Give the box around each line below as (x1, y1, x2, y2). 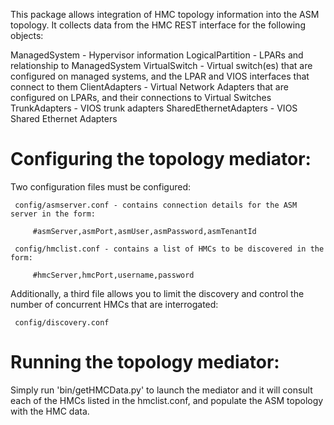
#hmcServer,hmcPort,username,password (32, 270, 195, 280)
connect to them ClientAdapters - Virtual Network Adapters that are (10, 81, 289, 93)
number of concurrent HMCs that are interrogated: (10, 298, 219, 310)
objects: (10, 30, 44, 41)
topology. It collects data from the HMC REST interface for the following (10, 19, 306, 31)
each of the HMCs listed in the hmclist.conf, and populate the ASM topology (10, 394, 324, 406)
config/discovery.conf (14, 317, 110, 328)
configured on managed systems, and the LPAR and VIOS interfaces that (10, 70, 310, 82)
